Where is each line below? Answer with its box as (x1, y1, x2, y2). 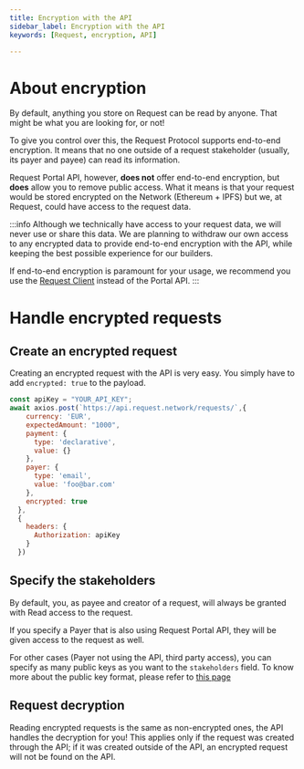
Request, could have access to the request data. (9, 202, 192, 213)
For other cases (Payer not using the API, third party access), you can (9, 651, 272, 662)
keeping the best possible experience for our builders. (9, 248, 214, 259)
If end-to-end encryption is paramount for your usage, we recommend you (9, 265, 291, 276)
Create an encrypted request (9, 343, 178, 359)
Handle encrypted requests (9, 307, 222, 328)
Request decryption (9, 698, 125, 713)
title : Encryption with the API (9, 13, 132, 23)
